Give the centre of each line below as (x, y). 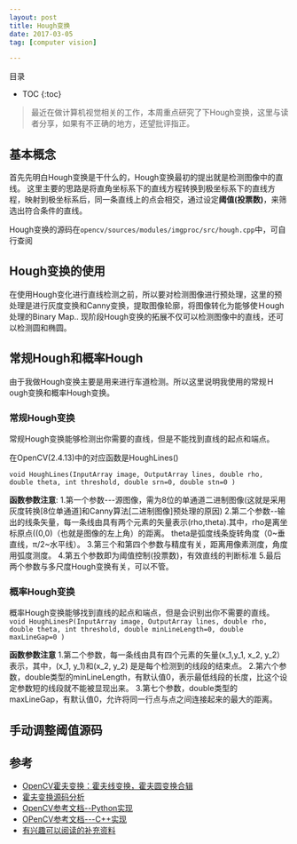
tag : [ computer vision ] (53, 42)
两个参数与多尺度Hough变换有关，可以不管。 (91, 566)
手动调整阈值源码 (56, 730)
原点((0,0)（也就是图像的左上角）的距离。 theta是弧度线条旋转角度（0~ (147, 533)
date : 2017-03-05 (41, 34)
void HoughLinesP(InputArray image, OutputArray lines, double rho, (138, 622)
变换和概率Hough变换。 (71, 393)
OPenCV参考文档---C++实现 (74, 819)
